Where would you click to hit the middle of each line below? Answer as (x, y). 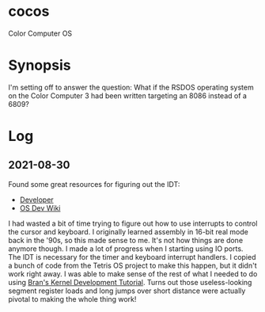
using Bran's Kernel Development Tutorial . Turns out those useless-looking (130, 282)
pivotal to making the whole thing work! (72, 299)
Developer (36, 200)
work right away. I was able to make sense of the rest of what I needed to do (133, 274)
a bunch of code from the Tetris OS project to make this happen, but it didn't (132, 265)
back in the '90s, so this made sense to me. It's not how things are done (126, 240)
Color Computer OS (40, 33)
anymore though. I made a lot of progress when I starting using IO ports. (126, 249)
